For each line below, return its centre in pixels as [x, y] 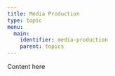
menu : [15, 27]
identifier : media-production [64, 40]
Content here [26, 66]
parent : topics [42, 46]
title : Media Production [43, 14]
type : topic [25, 20]
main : [22, 33]
